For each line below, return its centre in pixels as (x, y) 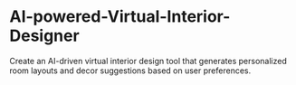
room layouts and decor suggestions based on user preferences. (130, 71)
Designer (44, 36)
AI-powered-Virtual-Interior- (120, 17)
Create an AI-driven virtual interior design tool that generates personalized (148, 61)
